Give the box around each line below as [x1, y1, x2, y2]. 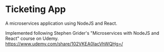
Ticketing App [5, 4, 66, 15]
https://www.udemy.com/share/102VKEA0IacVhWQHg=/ [5, 40, 123, 46]
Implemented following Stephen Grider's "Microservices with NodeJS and [5, 30, 159, 36]
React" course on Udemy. [5, 35, 59, 41]
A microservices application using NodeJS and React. [5, 20, 117, 26]
